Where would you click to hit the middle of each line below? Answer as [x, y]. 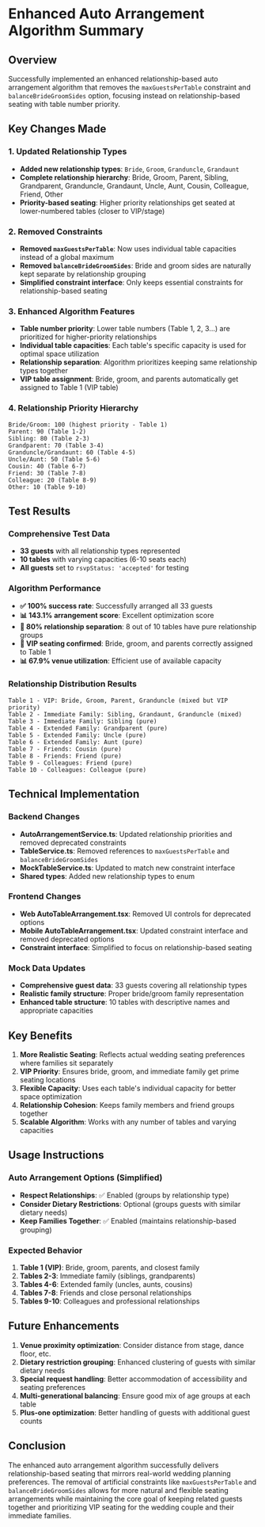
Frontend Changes [45, 896]
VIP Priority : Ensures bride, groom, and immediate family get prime [129, 1071]
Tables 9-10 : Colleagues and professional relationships [110, 1301]
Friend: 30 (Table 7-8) [47, 473]
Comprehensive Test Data [59, 533]
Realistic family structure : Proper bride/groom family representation [131, 994]
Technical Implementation [74, 794]
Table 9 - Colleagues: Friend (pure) [70, 763]
